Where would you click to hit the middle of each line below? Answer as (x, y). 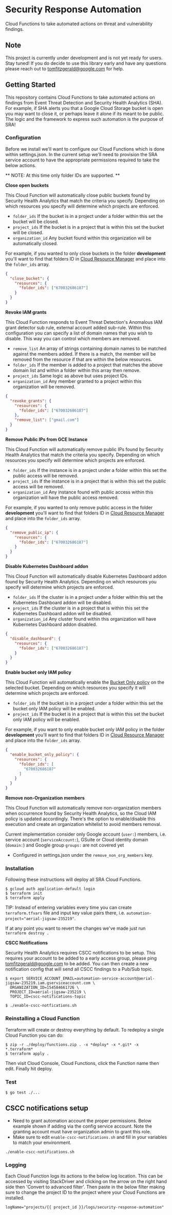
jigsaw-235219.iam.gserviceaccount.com (48, 983)
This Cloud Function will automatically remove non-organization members (83, 808)
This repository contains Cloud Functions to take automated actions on (80, 97)
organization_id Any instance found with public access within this (83, 492)
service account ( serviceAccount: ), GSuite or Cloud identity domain (77, 840)
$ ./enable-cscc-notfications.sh (41, 1006)
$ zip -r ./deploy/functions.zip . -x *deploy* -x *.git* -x (72, 1044)
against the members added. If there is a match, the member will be (84, 354)
